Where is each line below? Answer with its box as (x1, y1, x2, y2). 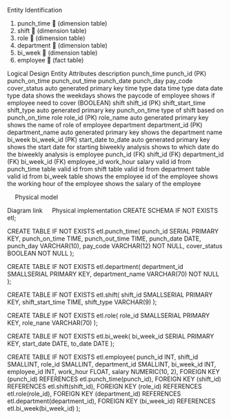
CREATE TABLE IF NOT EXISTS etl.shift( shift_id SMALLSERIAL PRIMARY (7, 290, 213, 299)
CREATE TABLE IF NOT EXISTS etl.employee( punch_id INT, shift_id (7, 353, 199, 361)
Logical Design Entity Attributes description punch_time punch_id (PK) (7, 69, 207, 77)
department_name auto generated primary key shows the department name (7, 128, 223, 136)
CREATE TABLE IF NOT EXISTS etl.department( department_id (7, 263, 184, 270)
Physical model (14, 193, 59, 201)
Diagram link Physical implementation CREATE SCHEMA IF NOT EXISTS (7, 207, 219, 214)
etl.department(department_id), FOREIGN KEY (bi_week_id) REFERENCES (7, 397, 216, 405)
